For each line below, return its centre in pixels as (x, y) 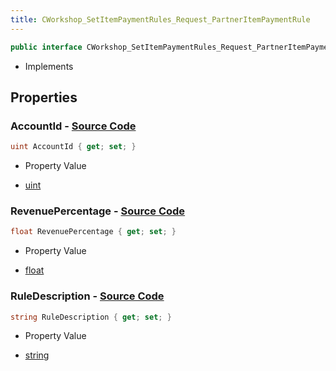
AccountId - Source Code (73, 126)
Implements (49, 66)
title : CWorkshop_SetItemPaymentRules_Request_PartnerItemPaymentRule (160, 19)
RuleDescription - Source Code (87, 296)
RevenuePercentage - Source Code (98, 211)
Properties (44, 97)
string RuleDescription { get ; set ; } (91, 317)
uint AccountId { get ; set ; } (73, 147)
